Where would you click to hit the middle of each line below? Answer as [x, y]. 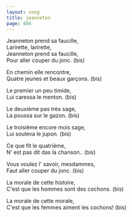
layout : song [23, 12]
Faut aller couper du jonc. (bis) [45, 171]
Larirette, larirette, [29, 47]
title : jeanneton [29, 18]
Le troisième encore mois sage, [46, 128]
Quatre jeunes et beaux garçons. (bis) [54, 79]
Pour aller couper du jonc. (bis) [45, 60]
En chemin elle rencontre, [39, 72]
